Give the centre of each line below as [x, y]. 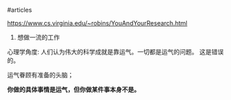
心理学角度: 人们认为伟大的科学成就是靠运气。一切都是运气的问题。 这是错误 [115, 52]
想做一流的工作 [38, 37]
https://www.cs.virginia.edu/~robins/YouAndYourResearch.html [97, 23]
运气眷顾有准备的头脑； [40, 75]
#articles [20, 10]
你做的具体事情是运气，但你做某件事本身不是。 [73, 89]
